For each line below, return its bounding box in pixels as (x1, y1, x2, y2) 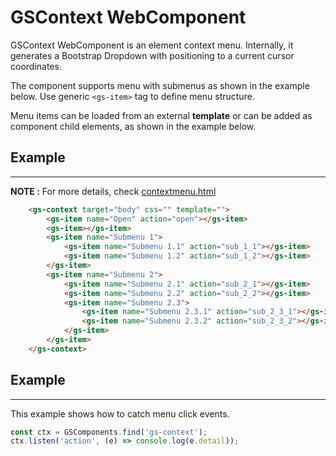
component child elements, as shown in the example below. (10, 120, 257, 132)
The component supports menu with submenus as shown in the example (10, 79, 310, 91)
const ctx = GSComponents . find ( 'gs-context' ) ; (10, 427, 208, 437)
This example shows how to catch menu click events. (10, 407, 230, 420)
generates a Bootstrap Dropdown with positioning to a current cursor (10, 49, 295, 61)
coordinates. (10, 60, 62, 72)
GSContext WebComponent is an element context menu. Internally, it (10, 39, 294, 51)
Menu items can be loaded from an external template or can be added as (10, 109, 313, 121)
